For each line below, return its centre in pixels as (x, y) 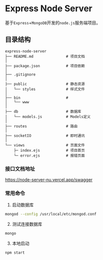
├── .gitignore (20, 74)
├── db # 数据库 (43, 111)
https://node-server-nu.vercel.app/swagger (49, 180)
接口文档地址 (20, 168)
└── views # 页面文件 (45, 145)
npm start (15, 253)
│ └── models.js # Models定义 (48, 117)
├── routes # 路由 (41, 126)
